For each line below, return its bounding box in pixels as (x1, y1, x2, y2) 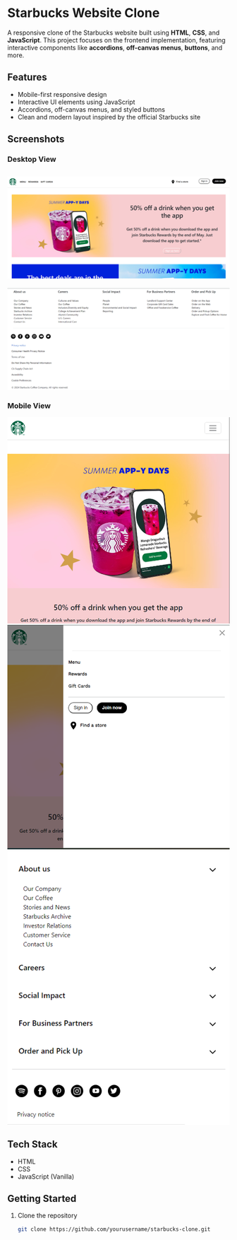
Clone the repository (17, 1211, 78, 1220)
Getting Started (7, 1193, 77, 1205)
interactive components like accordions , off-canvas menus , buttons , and (7, 43, 223, 52)
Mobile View (7, 401, 51, 411)
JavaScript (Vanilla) (17, 1172, 75, 1181)
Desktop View (7, 154, 56, 164)
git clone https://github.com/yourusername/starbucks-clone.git (17, 1226, 211, 1233)
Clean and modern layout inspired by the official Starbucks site (17, 112, 201, 121)
